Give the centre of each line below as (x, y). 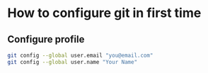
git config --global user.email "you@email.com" (80, 55)
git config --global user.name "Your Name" (73, 62)
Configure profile (46, 39)
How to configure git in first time (104, 13)
